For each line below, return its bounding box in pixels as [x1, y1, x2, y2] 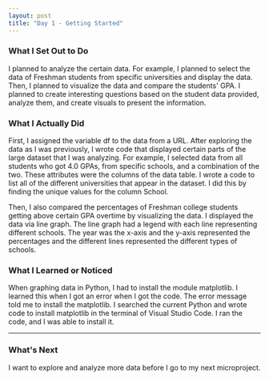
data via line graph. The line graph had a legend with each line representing [8, 219, 258, 229]
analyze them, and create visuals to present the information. [8, 98, 207, 107]
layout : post [8, 11, 52, 20]
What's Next [8, 345, 58, 356]
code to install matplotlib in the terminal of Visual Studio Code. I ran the [8, 309, 243, 318]
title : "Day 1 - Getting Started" [8, 19, 124, 27]
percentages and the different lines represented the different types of [8, 237, 238, 246]
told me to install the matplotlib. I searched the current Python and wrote [8, 300, 247, 310]
